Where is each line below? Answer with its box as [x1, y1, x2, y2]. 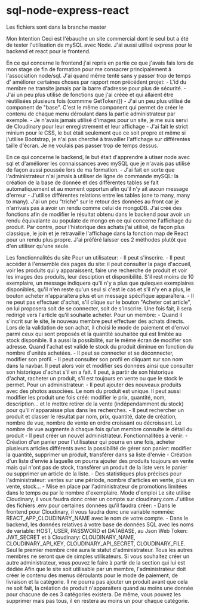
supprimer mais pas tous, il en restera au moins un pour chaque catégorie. [6, 597, 190, 604]
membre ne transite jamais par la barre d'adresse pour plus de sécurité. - [6, 84, 186, 91]
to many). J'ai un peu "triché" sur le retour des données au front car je [6, 198, 179, 205]
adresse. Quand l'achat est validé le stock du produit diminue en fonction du [6, 343, 194, 350]
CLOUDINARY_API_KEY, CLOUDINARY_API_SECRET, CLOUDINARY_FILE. [6, 539, 186, 547]
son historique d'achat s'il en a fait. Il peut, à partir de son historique [6, 368, 174, 376]
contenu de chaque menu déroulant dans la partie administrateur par [6, 110, 176, 117]
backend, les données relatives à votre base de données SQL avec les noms [6, 521, 194, 528]
